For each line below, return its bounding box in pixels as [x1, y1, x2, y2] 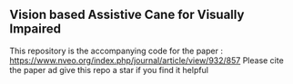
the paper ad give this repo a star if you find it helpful [9, 64, 209, 75]
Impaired [9, 22, 62, 37]
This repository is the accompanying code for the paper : [9, 45, 223, 56]
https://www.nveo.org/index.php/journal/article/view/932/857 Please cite [9, 54, 284, 66]
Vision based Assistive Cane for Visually [9, 7, 245, 23]
